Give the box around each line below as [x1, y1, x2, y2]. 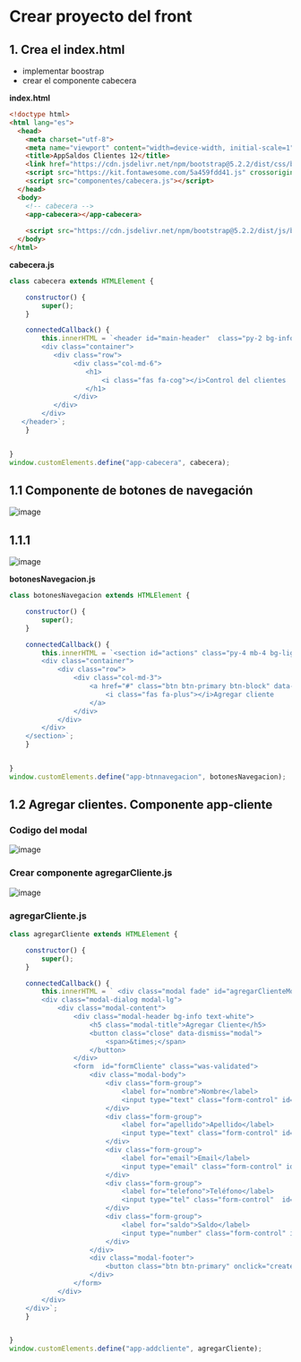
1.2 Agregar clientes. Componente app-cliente [9, 797, 273, 813]
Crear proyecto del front [9, 6, 193, 27]
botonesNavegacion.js [9, 573, 96, 584]
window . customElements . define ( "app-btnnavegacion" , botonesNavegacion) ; [9, 772, 287, 781]
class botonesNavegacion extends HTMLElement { [9, 591, 191, 600]
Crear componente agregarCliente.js [9, 866, 173, 879]
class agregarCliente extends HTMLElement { [9, 930, 178, 939]
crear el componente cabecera [21, 75, 137, 86]
